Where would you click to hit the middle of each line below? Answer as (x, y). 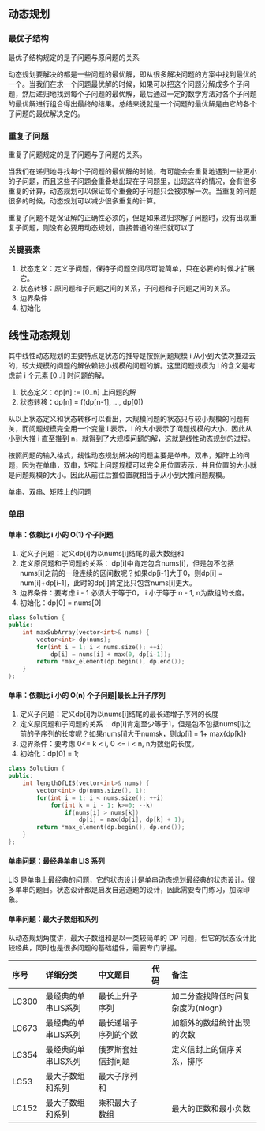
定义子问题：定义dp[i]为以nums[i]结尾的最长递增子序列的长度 (119, 714)
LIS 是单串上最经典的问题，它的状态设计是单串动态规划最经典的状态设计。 (128, 880)
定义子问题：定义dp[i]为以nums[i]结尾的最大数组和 (102, 554)
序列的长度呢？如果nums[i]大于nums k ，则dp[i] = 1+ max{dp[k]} (144, 734)
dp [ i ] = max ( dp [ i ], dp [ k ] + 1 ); (132, 820)
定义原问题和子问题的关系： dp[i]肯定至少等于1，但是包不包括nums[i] (132, 724)
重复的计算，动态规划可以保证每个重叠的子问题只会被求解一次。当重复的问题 (132, 191)
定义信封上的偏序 (203, 1050)
